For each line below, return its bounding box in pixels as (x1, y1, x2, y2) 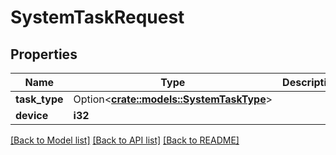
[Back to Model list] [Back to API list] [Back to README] (10, 134, 240, 146)
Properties (10, 46, 78, 63)
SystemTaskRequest (10, 6, 185, 29)
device (15, 109, 49, 122)
